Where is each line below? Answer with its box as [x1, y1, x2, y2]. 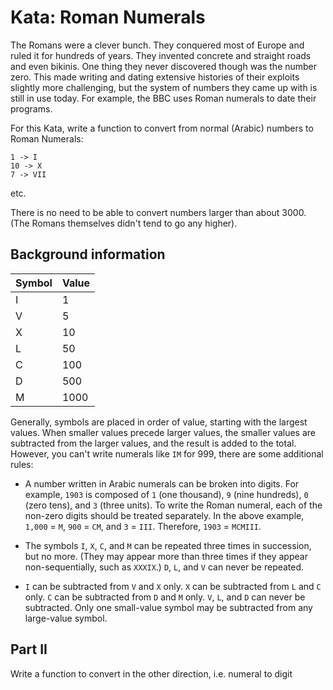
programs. [10, 102, 53, 115]
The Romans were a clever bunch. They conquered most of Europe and [10, 39, 305, 51]
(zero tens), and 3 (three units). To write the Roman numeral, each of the [24, 499, 323, 511]
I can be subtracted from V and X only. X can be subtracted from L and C [24, 580, 322, 592]
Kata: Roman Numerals [10, 6, 206, 29]
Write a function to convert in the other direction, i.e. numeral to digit [10, 667, 293, 680]
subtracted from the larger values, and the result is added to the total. [10, 437, 297, 449]
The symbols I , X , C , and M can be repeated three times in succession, [24, 539, 312, 551]
